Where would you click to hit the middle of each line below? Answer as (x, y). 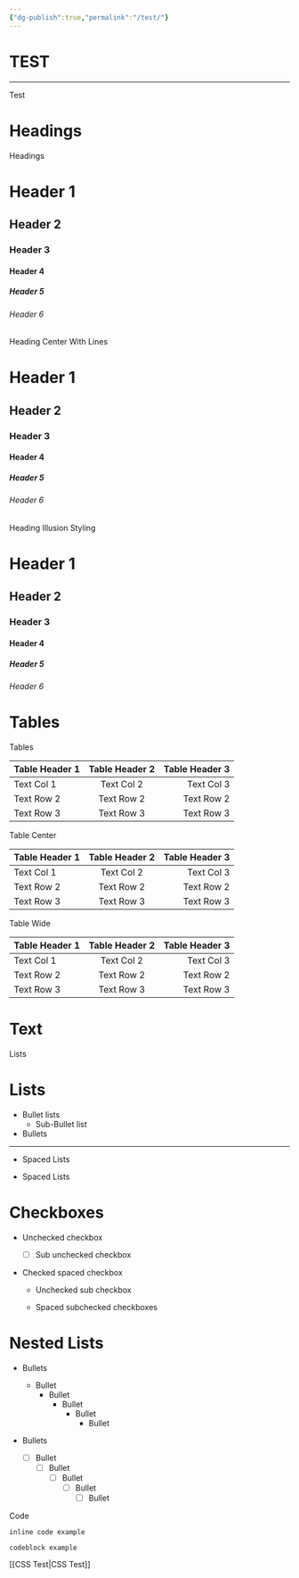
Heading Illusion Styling (53, 527)
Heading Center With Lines (59, 342)
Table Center (33, 835)
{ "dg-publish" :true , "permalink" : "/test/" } (89, 17)
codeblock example (43, 1548)
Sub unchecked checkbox (83, 1254)
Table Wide (30, 923)
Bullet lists (41, 1114)
